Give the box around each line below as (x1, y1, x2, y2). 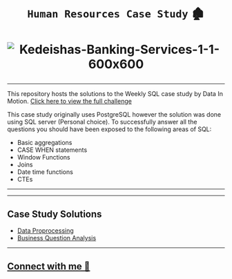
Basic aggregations (17, 139, 72, 147)
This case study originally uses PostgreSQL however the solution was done (7, 110, 222, 119)
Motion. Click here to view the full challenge (7, 97, 133, 106)
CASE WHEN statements (17, 146, 88, 154)
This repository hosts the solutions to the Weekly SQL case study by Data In (7, 90, 223, 98)
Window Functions (17, 153, 70, 162)
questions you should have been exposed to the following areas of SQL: (7, 125, 212, 133)
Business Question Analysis (17, 234, 97, 242)
